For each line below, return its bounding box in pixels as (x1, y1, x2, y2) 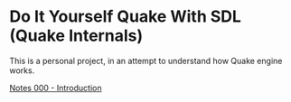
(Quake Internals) (9, 25, 143, 46)
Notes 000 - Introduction (9, 82, 102, 93)
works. (9, 65, 35, 76)
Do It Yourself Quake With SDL (9, 6, 242, 27)
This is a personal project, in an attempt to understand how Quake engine (9, 55, 283, 66)
